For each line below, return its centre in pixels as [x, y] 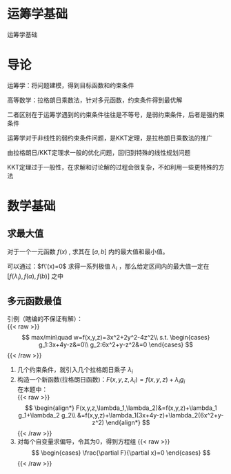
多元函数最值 [34, 301]
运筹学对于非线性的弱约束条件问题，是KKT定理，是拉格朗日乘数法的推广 [110, 138]
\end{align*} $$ [128, 422]
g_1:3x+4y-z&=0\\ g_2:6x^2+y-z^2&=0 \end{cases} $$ [116, 344]
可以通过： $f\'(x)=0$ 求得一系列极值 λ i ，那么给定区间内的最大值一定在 [108, 267]
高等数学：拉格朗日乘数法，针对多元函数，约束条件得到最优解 [95, 100]
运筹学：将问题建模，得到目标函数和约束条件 [71, 85]
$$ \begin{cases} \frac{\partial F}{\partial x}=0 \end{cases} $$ [121, 453]
